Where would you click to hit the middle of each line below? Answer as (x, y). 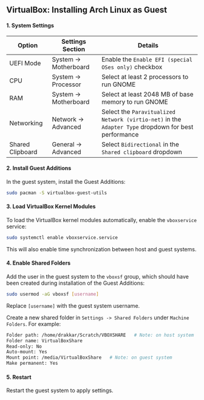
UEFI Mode (25, 63)
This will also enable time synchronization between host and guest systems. (101, 249)
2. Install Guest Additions (39, 168)
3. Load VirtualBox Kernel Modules (51, 206)
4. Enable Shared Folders (39, 263)
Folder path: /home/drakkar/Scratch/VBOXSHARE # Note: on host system (100, 335)
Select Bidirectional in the (140, 144)
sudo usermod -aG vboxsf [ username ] (53, 294)
